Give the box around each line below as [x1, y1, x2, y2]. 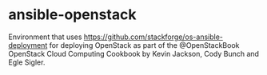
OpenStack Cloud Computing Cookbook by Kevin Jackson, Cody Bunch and [8, 49, 260, 58]
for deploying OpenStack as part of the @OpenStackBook [49, 40, 240, 49]
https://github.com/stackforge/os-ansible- [83, 32, 224, 41]
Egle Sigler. [8, 57, 46, 67]
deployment [8, 40, 48, 49]
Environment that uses [8, 32, 82, 41]
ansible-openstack [8, 6, 137, 24]
